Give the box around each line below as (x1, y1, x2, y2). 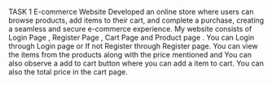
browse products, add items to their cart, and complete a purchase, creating (8, 15, 265, 25)
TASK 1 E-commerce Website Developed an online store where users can (8, 7, 254, 16)
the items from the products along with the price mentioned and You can (8, 50, 252, 59)
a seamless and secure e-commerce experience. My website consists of (8, 24, 252, 33)
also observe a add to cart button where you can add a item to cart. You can (8, 58, 265, 68)
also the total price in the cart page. (8, 67, 128, 76)
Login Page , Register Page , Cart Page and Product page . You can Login (8, 32, 255, 42)
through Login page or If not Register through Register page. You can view (8, 41, 258, 51)
